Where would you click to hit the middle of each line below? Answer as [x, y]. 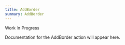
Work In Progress [22, 28]
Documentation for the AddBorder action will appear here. [63, 37]
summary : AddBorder [25, 14]
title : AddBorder [22, 9]
